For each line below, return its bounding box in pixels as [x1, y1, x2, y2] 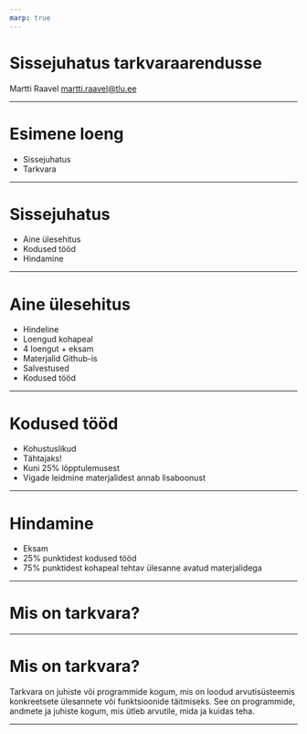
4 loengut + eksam [22, 343, 94, 354]
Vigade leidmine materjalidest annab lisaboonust [22, 472, 206, 484]
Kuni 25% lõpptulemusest [22, 463, 121, 474]
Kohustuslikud [22, 444, 77, 455]
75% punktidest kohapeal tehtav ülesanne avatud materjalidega [22, 562, 262, 573]
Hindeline [22, 324, 59, 335]
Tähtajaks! [22, 453, 62, 464]
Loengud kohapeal [22, 334, 93, 345]
